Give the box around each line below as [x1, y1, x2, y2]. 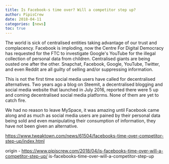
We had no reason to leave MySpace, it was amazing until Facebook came [5, 107, 159, 113]
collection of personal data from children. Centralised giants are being [5, 56, 150, 62]
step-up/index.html [5, 138, 45, 144]
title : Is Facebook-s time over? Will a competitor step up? [5, 7, 136, 13]
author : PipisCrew [5, 12, 44, 17]
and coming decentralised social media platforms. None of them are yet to [5, 92, 159, 98]
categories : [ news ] [5, 21, 46, 27]
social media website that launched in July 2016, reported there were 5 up [5, 87, 158, 93]
